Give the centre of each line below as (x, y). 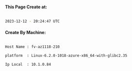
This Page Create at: (26, 7)
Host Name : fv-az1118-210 (32, 47)
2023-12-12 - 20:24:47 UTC (32, 21)
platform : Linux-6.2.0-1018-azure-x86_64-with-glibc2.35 (66, 56)
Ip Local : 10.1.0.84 (28, 65)
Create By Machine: (26, 32)
